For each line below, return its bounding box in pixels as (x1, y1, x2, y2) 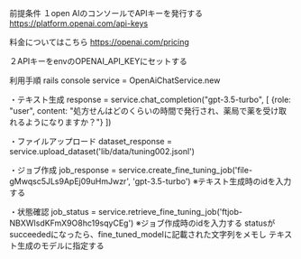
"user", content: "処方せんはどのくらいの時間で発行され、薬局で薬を (9, 106, 263, 116)
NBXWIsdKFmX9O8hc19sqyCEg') (9, 217, 134, 228)
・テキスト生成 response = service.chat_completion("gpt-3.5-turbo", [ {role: (9, 94, 291, 105)
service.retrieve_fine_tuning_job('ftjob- (97, 207, 243, 217)
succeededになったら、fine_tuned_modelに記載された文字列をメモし (9, 229, 268, 239)
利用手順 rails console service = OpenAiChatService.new (9, 75, 221, 86)
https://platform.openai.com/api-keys (9, 18, 149, 29)
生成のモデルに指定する (16, 240, 105, 251)
